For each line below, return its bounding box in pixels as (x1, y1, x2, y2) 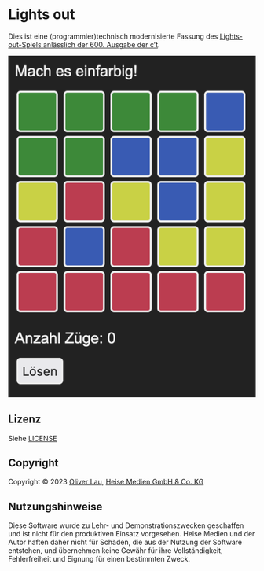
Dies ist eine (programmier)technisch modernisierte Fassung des (8, 31, 218, 41)
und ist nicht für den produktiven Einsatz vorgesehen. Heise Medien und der (8, 529, 255, 539)
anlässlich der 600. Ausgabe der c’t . (42, 39, 160, 49)
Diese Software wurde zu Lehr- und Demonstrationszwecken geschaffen (8, 521, 244, 530)
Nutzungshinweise (8, 499, 103, 513)
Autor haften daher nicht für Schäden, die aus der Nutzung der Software (8, 537, 242, 547)
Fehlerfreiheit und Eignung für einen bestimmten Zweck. (8, 554, 191, 564)
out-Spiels (8, 39, 42, 49)
